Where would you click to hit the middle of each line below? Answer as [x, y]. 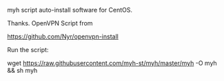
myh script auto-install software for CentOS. [70, 10]
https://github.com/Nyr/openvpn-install [63, 36]
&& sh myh [22, 70]
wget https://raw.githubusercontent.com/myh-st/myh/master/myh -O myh [112, 63]
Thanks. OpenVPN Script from [50, 23]
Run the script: [28, 50]
